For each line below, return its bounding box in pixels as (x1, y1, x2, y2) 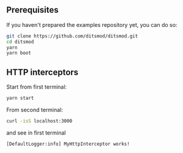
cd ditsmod (6, 39, 34, 45)
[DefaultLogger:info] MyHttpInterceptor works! (6, 141, 130, 147)
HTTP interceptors (6, 67, 78, 77)
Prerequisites (6, 5, 59, 15)
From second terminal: (6, 106, 63, 113)
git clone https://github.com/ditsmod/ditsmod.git (6, 33, 138, 39)
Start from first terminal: (6, 83, 67, 91)
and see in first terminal (6, 129, 66, 136)
